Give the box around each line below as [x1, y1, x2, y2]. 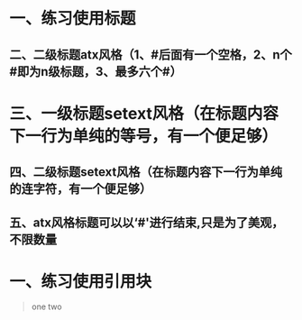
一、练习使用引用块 [9, 271, 152, 291]
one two [31, 301, 62, 312]
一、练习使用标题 [9, 8, 137, 29]
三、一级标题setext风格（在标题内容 [9, 103, 279, 123]
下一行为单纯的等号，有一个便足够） [9, 125, 279, 146]
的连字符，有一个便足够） [9, 181, 151, 197]
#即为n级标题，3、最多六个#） [9, 64, 182, 79]
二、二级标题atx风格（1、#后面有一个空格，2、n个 [9, 47, 293, 62]
